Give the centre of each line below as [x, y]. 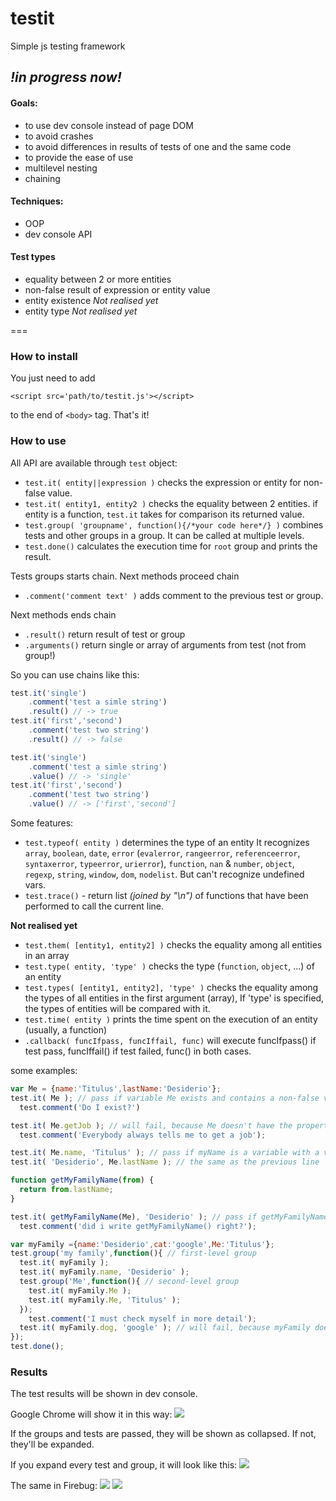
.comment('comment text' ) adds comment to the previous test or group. [174, 595]
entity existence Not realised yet [91, 300]
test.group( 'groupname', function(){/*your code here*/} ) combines [174, 524]
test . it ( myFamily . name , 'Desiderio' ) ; [104, 1272]
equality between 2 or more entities [98, 279]
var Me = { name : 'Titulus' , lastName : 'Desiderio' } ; [116, 1089]
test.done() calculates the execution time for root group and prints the [171, 546]
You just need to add [53, 378]
